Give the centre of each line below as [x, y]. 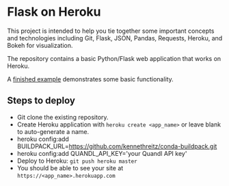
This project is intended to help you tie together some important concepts [111, 31]
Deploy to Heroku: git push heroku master [77, 161]
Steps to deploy [41, 101]
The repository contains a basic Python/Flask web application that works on [114, 58]
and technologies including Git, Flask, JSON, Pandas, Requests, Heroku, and [115, 38]
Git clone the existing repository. [63, 117]
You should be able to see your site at [70, 168]
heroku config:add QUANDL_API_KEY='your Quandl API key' [102, 153]
